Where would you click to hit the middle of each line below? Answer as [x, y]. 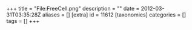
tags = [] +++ [23, 21]
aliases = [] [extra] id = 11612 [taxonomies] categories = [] [114, 15]
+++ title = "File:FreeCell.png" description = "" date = [73, 9]
